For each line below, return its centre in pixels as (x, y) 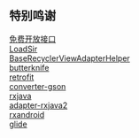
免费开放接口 (32, 39)
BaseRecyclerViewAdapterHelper (69, 58)
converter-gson (38, 86)
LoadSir (23, 49)
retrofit (22, 77)
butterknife (29, 67)
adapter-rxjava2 (39, 105)
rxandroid (27, 114)
